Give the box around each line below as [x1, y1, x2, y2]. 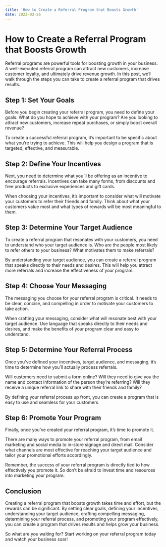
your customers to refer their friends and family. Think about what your [5, 199, 150, 205]
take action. [5, 306, 29, 312]
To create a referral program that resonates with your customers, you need [5, 236, 158, 242]
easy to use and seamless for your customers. [5, 399, 100, 405]
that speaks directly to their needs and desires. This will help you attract [5, 262, 152, 268]
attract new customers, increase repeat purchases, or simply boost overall [5, 120, 157, 126]
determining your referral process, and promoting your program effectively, [5, 516, 159, 522]
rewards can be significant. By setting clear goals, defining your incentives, [5, 506, 159, 512]
